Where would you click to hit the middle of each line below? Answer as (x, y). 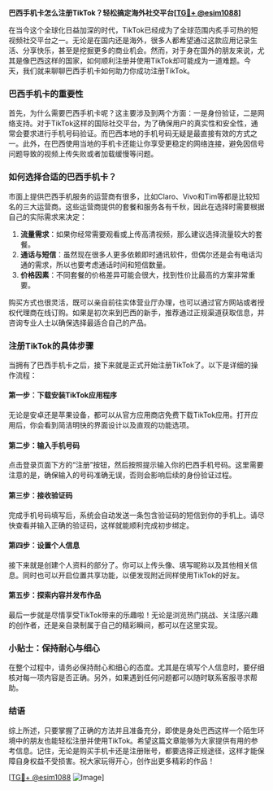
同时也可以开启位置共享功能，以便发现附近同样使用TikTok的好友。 (133, 575)
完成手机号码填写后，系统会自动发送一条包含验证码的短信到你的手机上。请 (133, 515)
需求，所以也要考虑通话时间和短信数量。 (102, 265)
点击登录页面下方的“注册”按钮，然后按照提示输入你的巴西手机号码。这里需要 (136, 465)
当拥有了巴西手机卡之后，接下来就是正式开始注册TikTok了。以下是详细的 (130, 365)
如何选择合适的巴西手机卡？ (63, 177)
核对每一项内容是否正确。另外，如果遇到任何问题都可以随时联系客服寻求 (129, 678)
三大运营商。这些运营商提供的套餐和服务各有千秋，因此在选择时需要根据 (143, 206)
